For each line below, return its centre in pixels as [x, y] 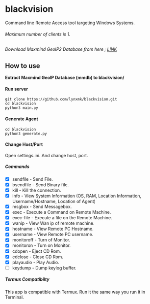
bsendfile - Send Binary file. [40, 185]
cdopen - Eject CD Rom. [37, 251]
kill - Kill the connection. [37, 190]
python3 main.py [22, 108]
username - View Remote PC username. [53, 235]
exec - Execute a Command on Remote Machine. [62, 212]
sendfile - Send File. [32, 179]
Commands [17, 167]
